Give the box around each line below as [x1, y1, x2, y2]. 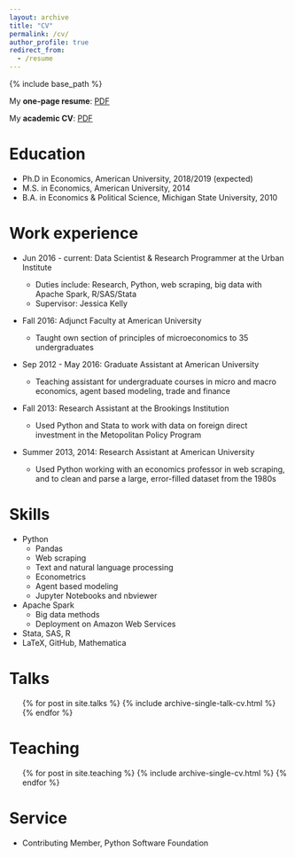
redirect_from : [9, 46, 66, 55]
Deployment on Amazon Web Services [35, 618, 176, 629]
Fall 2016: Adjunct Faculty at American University [21, 315, 202, 326]
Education [9, 144, 86, 164]
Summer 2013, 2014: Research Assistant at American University [21, 446, 255, 457]
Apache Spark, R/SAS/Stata [35, 288, 137, 299]
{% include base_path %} [9, 79, 103, 89]
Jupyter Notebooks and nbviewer [35, 590, 158, 601]
